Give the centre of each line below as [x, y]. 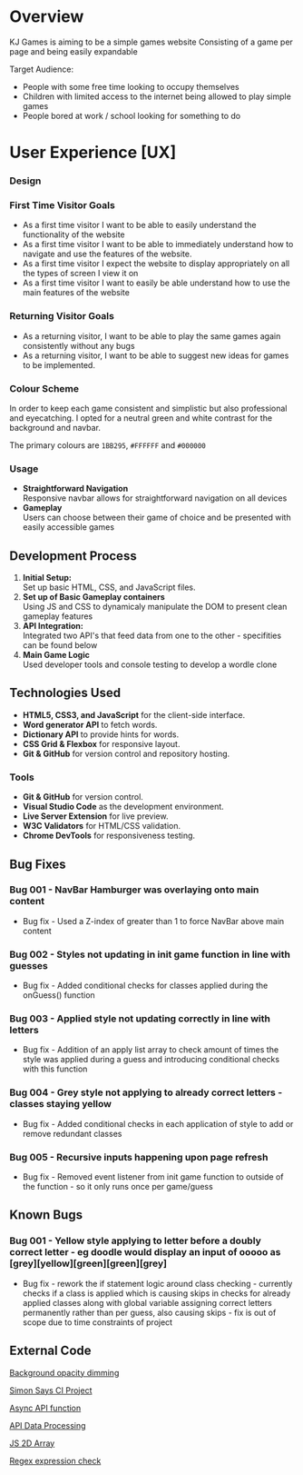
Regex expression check [55, 1460]
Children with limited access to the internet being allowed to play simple [157, 96]
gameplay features [58, 616]
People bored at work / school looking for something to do [132, 115]
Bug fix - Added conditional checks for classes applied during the [145, 986]
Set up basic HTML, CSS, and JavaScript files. [109, 587]
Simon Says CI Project [51, 1390]
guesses [29, 965]
